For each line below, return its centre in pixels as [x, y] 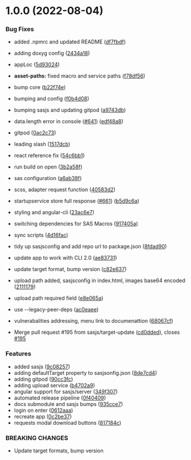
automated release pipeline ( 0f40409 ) [60, 398]
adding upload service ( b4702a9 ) [54, 385]
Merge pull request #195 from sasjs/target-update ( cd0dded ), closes [97, 332]
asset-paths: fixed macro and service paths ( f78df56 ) [80, 76]
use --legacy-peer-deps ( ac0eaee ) [56, 310]
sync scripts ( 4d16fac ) [41, 235]
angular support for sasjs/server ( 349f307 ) [66, 391]
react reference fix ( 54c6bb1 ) [49, 155]
